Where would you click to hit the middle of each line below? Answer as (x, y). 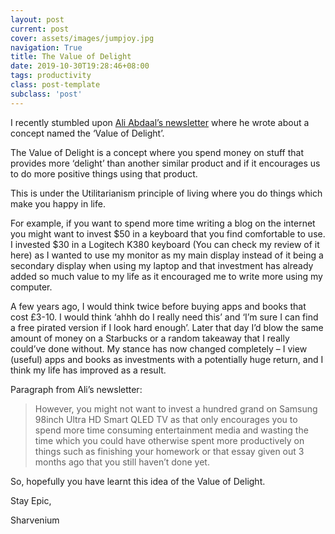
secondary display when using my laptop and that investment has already (162, 265)
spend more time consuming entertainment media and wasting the (171, 430)
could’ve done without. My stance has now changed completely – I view (159, 348)
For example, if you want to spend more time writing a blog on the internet (163, 223)
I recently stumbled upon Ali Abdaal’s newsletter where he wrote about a (160, 122)
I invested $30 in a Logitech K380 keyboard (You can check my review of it (165, 244)
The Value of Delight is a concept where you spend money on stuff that (157, 152)
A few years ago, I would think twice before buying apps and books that (158, 306)
